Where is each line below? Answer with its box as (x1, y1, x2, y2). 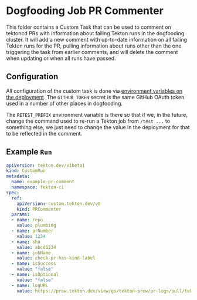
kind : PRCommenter (16, 206, 62, 212)
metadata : (6, 173, 30, 180)
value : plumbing (16, 223, 57, 228)
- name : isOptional (11, 272, 59, 278)
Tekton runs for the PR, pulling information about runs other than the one (6, 42, 182, 49)
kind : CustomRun (6, 168, 46, 174)
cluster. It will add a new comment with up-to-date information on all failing (6, 36, 188, 43)
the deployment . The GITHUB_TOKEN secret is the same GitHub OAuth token (6, 93, 185, 100)
